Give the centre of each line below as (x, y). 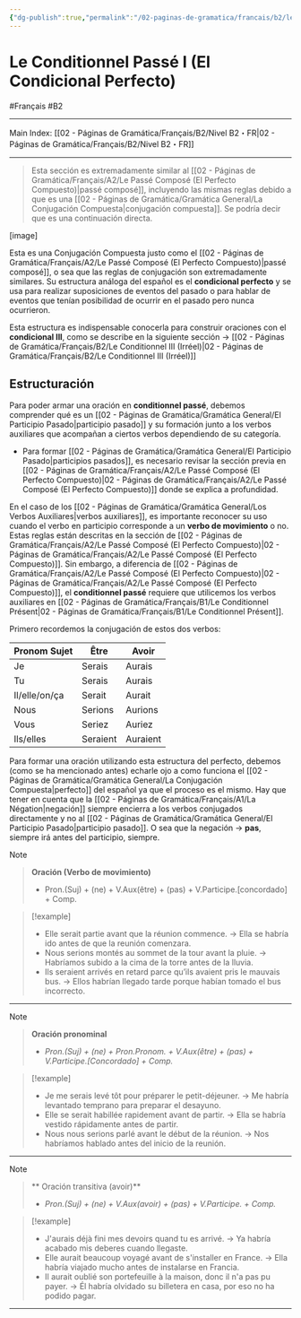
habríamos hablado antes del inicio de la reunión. (135, 1143)
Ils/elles (30, 739)
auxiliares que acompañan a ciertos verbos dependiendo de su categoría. (145, 434)
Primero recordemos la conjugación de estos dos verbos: (115, 629)
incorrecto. (65, 991)
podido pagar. (70, 1296)
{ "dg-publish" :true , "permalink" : (72, 17)
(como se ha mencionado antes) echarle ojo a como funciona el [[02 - (139, 771)
